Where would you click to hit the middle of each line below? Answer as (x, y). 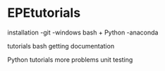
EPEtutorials (44, 13)
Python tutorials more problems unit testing (70, 59)
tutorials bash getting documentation (61, 46)
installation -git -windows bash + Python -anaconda (83, 32)
